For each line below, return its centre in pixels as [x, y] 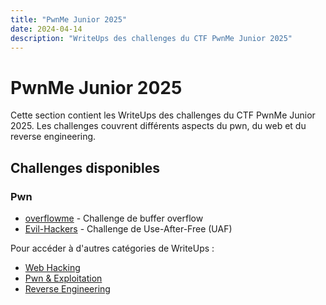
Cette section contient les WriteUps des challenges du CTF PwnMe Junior [163, 115]
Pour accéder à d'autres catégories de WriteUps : [112, 248]
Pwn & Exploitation [63, 278]
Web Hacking [52, 267]
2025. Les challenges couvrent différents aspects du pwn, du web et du [158, 126]
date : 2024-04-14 [46, 29]
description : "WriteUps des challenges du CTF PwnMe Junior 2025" [151, 38]
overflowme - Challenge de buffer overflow [114, 218]
